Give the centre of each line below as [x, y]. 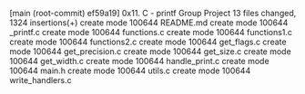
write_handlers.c [41, 80]
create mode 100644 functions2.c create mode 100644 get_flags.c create [148, 42]
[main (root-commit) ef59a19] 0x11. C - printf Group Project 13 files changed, [153, 13]
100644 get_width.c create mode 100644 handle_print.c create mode [140, 61]
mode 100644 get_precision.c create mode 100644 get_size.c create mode [150, 52]
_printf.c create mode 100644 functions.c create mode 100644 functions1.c [151, 32]
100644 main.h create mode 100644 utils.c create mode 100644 [130, 70]
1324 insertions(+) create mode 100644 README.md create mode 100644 [149, 23]
